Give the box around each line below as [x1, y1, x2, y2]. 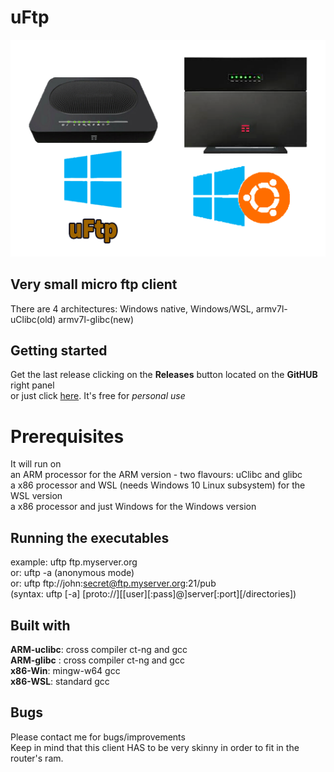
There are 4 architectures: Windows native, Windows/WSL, [10, 302, 254, 315]
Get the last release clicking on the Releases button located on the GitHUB [10, 369, 318, 381]
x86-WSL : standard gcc [10, 675, 110, 687]
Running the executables [10, 529, 170, 546]
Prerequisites [10, 425, 125, 448]
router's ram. [10, 752, 64, 764]
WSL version [10, 490, 63, 502]
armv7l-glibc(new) [58, 313, 135, 325]
